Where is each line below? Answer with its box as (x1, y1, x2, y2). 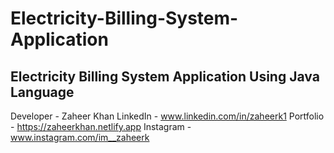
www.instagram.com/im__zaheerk (10, 132, 150, 143)
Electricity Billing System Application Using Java (10, 68, 320, 85)
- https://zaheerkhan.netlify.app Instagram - (10, 121, 192, 132)
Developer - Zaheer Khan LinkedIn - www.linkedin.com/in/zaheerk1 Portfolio (10, 110, 325, 122)
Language (10, 83, 75, 101)
